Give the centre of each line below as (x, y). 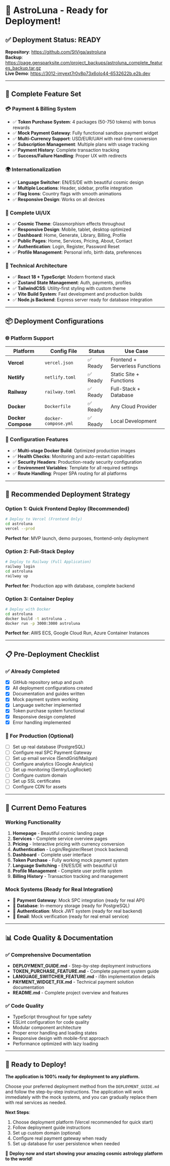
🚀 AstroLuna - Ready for (57, 10)
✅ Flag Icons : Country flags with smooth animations (67, 193)
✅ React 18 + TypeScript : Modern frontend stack (64, 277)
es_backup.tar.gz (23, 68)
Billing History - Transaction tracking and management (70, 876)
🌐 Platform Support (30, 338)
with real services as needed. (36, 1103)
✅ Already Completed (32, 671)
